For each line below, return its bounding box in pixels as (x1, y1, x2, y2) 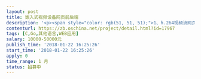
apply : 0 (6, 53, 28, 59)
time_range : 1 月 (6, 58, 49, 64)
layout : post (6, 8, 39, 15)
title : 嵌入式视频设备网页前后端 (6, 14, 79, 20)
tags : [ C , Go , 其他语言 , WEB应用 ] (6, 31, 79, 37)
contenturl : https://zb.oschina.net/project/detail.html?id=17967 (6, 25, 175, 31)
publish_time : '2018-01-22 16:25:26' (6, 42, 100, 48)
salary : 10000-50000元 (6, 36, 62, 42)
